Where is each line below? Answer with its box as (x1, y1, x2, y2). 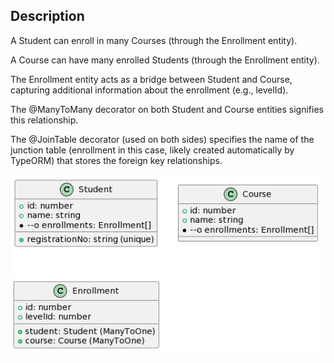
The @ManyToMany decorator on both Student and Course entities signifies (10, 103, 324, 115)
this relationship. (10, 114, 79, 126)
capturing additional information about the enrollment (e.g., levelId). (10, 84, 289, 96)
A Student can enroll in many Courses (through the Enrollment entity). (10, 34, 298, 46)
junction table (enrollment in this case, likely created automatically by (10, 144, 295, 156)
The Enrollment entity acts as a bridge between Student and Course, (10, 73, 293, 85)
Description (10, 8, 85, 25)
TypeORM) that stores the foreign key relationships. (10, 154, 223, 166)
